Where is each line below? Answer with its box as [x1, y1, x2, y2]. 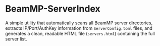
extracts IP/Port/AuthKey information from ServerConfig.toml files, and [5, 25, 153, 31]
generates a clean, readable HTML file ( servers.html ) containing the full [5, 30, 155, 36]
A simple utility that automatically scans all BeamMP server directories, [5, 20, 153, 26]
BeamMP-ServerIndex [5, 3, 100, 15]
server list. [5, 36, 27, 42]
